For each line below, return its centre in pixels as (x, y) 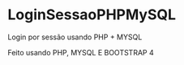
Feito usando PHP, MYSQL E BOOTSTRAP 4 (81, 52)
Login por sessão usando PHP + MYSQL (75, 37)
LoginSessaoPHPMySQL (92, 15)
